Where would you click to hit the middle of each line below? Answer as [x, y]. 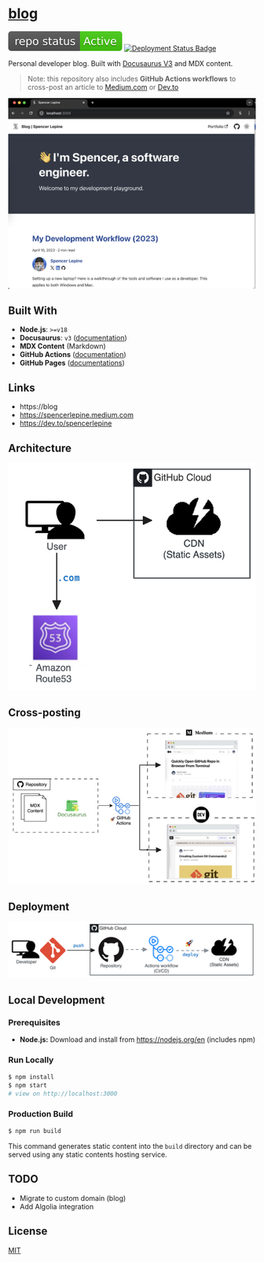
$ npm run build [35, 1131]
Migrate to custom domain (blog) [73, 1198]
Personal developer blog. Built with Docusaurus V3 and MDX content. [121, 63]
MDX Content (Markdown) [62, 346]
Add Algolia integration [57, 1206]
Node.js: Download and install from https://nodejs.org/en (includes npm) [137, 1039]
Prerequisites [34, 1022]
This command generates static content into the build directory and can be [130, 1146]
